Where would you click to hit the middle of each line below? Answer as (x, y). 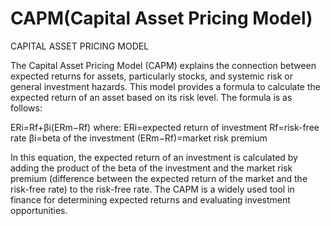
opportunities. (39, 210)
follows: (26, 108)
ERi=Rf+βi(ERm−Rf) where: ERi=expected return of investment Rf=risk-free (165, 127)
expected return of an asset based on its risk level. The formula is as (151, 97)
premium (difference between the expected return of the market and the (159, 178)
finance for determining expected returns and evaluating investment (150, 199)
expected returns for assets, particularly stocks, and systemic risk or (152, 76)
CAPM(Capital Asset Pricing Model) (161, 18)
